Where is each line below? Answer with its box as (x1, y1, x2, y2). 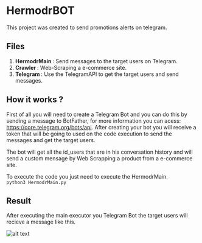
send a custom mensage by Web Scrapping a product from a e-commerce (6, 154, 193, 162)
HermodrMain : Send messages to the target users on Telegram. (15, 57, 178, 64)
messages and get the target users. (6, 136, 96, 143)
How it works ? (6, 95, 64, 105)
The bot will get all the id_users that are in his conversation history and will (6, 148, 193, 156)
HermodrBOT (6, 4, 75, 18)
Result (6, 196, 32, 206)
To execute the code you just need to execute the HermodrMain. (6, 173, 169, 180)
